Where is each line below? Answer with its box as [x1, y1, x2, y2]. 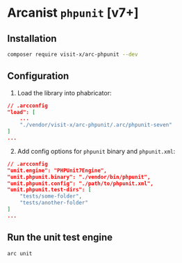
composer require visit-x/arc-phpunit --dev [7, 51, 138, 58]
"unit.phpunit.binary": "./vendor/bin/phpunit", [7, 173, 151, 180]
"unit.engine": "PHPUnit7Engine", [7, 167, 108, 174]
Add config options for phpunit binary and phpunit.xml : [17, 147, 176, 155]
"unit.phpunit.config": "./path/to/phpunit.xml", [7, 180, 154, 187]
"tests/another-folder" [19, 200, 89, 207]
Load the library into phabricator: [17, 88, 113, 97]
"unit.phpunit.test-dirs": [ [7, 186, 92, 193]
